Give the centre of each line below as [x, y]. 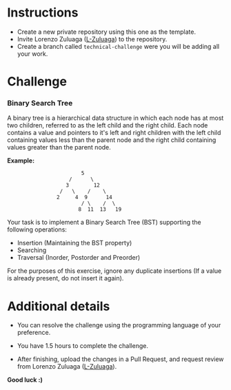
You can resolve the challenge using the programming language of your [119, 325]
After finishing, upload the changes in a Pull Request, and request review [120, 359]
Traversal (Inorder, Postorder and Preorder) [79, 258]
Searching [32, 250]
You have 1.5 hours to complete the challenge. [82, 346]
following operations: [37, 229]
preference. [34, 333]
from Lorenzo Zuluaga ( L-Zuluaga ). [67, 367]
